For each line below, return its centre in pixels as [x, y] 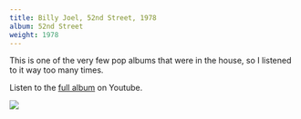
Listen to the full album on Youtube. [76, 88]
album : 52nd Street [47, 26]
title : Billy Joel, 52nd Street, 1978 [83, 18]
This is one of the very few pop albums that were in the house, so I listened [150, 61]
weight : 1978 [34, 35]
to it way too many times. [57, 70]
